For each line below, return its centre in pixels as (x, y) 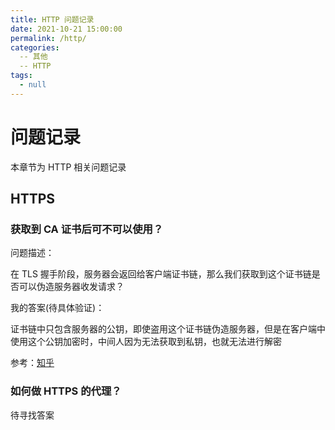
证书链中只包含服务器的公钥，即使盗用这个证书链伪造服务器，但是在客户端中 (168, 329)
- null (33, 85)
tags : (21, 76)
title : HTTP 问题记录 (52, 19)
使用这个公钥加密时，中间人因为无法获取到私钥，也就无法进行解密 (146, 342)
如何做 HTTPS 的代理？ (66, 391)
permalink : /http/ (48, 38)
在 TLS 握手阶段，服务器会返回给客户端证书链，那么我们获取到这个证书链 (161, 274)
